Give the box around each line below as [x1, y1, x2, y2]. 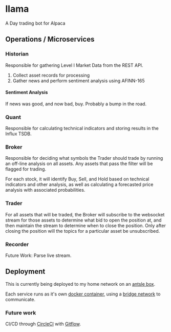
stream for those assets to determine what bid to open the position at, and [5, 217, 162, 223]
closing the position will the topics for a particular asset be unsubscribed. [5, 228, 160, 234]
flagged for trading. [5, 166, 47, 172]
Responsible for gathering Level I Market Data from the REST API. [5, 62, 143, 68]
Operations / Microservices [5, 35, 95, 44]
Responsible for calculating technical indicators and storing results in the [5, 125, 159, 132]
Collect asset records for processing [12, 72, 90, 78]
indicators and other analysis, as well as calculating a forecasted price [5, 181, 154, 188]
